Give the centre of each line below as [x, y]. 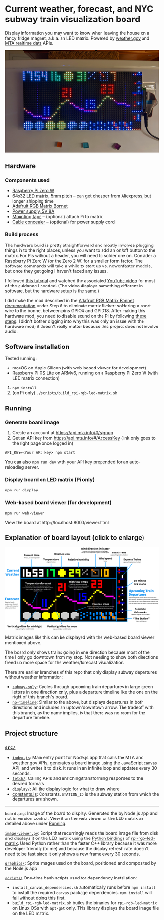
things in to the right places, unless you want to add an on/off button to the [80, 250]
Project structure [31, 733]
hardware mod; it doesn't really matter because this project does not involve [82, 326]
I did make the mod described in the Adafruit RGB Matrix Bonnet [70, 300]
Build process [22, 234]
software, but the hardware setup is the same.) [52, 291]
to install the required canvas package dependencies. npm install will [82, 892]
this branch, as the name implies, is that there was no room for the [79, 713]
